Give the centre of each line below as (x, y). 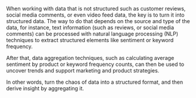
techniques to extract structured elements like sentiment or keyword (90, 40)
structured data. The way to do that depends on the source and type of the (98, 21)
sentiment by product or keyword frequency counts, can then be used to (95, 64)
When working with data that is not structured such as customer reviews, (96, 9)
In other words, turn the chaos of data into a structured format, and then (95, 82)
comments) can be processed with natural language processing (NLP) (92, 34)
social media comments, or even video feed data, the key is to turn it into (95, 15)
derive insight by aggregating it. (45, 88)
